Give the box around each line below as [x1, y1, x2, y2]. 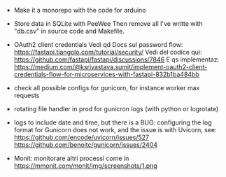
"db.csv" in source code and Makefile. [13, 27, 125, 35]
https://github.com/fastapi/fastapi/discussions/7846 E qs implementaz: [13, 55, 220, 64]
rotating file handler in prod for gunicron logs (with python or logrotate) [13, 105, 219, 113]
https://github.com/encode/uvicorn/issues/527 [13, 133, 149, 141]
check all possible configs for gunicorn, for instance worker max [13, 84, 200, 92]
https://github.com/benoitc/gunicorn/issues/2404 [13, 141, 158, 149]
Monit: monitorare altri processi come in [13, 154, 129, 162]
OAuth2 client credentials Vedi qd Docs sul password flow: [13, 41, 183, 48]
